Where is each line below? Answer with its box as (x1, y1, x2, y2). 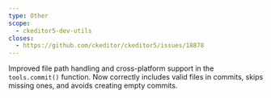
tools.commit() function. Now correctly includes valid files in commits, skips (8, 72, 264, 82)
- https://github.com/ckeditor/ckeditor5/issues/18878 (15, 42, 205, 50)
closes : (8, 34, 35, 43)
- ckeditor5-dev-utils (15, 27, 92, 35)
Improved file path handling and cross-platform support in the (8, 63, 214, 73)
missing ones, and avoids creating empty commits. (8, 81, 178, 91)
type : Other (8, 11, 49, 20)
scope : (8, 19, 31, 27)
